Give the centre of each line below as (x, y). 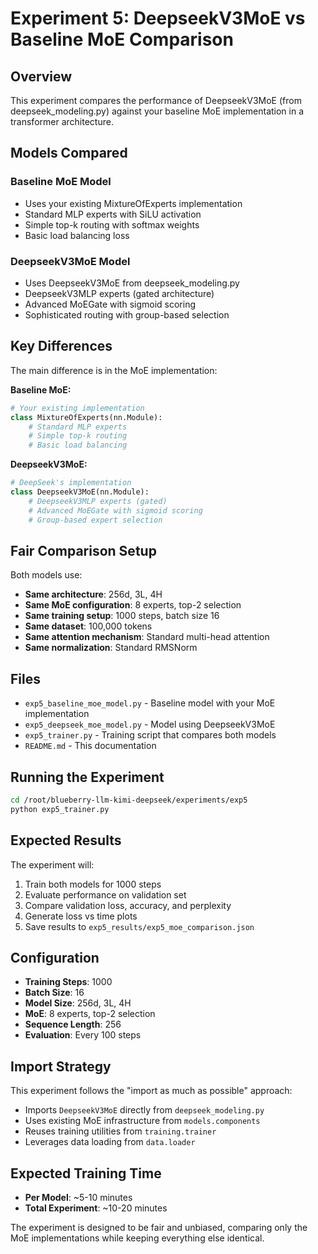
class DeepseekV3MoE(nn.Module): (80, 492)
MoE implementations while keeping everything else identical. (137, 1238)
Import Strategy (61, 1066)
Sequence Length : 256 (73, 1024)
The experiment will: (52, 864)
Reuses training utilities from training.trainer (120, 1131)
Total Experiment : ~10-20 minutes (96, 1208)
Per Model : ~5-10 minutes (78, 1197)
